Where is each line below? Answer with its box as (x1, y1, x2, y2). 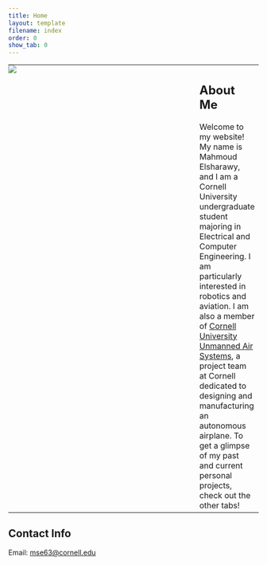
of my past (199, 449, 240, 461)
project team (199, 360, 247, 371)
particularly (199, 270, 242, 281)
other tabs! (199, 500, 240, 511)
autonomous (199, 420, 246, 431)
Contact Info (8, 527, 72, 540)
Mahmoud (199, 151, 238, 162)
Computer (199, 241, 237, 252)
